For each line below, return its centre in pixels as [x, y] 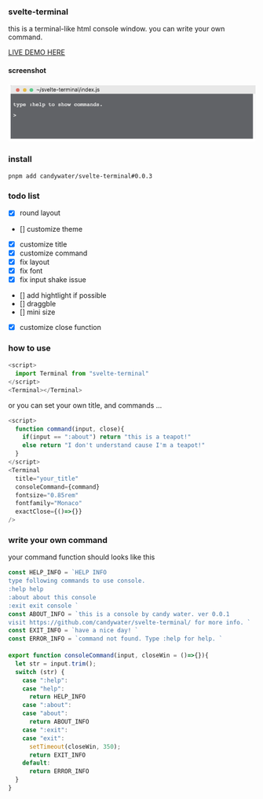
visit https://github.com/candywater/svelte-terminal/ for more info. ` [130, 622]
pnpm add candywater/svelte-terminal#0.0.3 [80, 176]
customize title [43, 244]
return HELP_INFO [57, 697]
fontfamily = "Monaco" [49, 504]
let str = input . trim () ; [56, 663]
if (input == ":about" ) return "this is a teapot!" [107, 437]
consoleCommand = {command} [58, 487]
